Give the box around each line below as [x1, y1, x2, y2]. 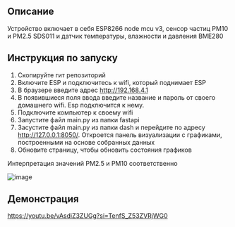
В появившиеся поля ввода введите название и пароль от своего [17, 93, 216, 101]
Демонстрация [7, 193, 79, 205]
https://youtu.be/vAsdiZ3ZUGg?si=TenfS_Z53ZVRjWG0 [7, 212, 168, 220]
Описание [7, 6, 54, 18]
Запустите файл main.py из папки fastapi [17, 115, 140, 124]
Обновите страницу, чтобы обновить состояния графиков [17, 145, 192, 154]
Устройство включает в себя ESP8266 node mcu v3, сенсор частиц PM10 [7, 24, 228, 32]
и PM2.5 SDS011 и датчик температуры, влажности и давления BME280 [7, 32, 224, 40]
